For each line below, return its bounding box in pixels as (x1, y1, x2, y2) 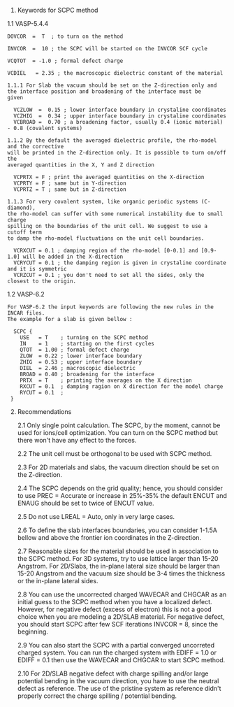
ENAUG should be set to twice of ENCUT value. (17, 499, 155, 507)
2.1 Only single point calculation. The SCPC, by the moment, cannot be (17, 421, 221, 429)
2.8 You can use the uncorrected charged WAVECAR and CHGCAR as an (17, 590, 227, 599)
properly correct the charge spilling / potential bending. (17, 692, 177, 700)
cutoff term (7, 229, 42, 236)
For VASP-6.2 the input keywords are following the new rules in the (7, 303, 214, 310)
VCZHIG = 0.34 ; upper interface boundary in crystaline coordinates (13, 113, 227, 120)
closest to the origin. (7, 278, 77, 285)
